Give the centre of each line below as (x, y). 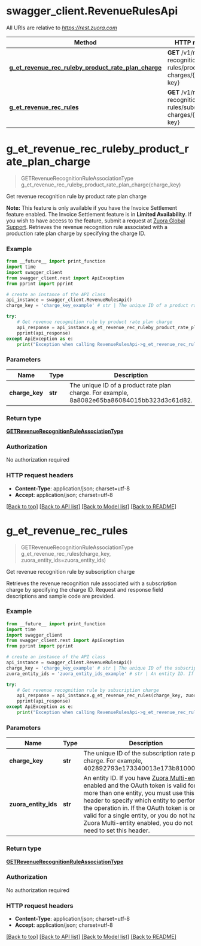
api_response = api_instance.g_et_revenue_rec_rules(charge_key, (100, 696)
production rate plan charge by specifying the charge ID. (76, 233)
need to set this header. (117, 830)
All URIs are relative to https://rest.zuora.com (62, 28)
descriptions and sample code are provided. (61, 596)
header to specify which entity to (130, 800)
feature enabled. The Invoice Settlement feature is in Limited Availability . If (99, 214)
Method (85, 42)
